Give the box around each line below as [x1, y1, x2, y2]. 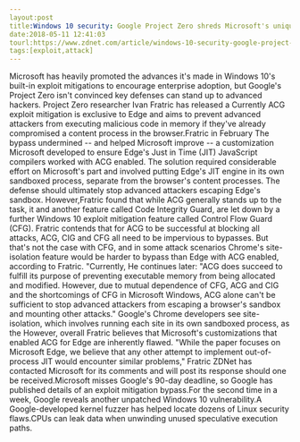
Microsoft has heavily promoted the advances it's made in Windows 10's [9, 71, 276, 81]
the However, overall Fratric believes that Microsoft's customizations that [9, 327, 278, 338]
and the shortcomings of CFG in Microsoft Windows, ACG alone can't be [9, 290, 276, 301]
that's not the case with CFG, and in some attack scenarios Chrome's [9, 242, 264, 253]
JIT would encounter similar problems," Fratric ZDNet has [40, 356, 253, 367]
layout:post [9, 13, 54, 22]
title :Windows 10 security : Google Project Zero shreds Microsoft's [9, 21, 270, 30]
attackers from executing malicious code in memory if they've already [9, 118, 266, 130]
